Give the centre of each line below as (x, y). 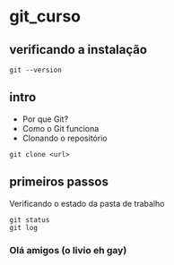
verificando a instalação (78, 50)
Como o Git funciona (61, 128)
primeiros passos (59, 182)
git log (24, 227)
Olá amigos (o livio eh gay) (68, 250)
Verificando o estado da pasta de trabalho (87, 203)
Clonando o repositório (65, 138)
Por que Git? (45, 119)
